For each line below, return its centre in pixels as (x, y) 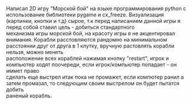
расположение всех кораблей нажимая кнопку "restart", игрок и (87, 58)
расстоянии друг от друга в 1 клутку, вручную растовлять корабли (90, 46)
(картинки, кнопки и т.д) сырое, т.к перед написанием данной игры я (93, 21)
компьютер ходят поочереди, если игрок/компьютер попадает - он (92, 65)
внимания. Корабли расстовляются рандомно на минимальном (87, 40)
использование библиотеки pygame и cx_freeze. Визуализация (85, 15)
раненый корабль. (29, 96)
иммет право (23, 71)
